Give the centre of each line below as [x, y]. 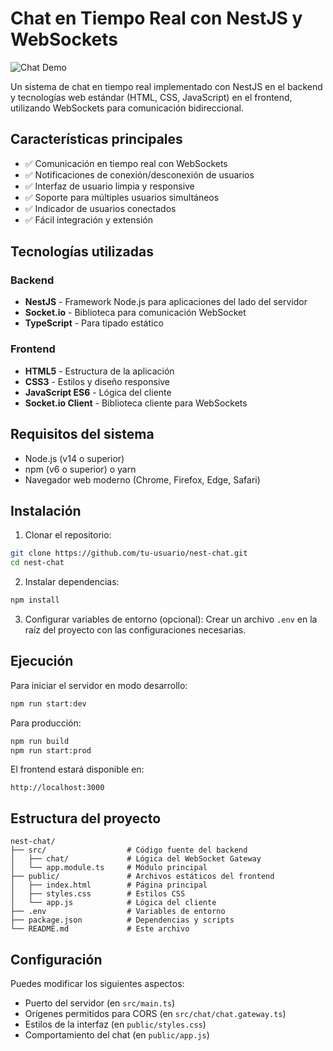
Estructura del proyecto [86, 818]
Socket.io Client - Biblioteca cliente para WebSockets [136, 403]
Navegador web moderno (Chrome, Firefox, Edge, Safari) [142, 479]
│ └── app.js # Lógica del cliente [113, 903]
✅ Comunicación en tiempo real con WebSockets [126, 163]
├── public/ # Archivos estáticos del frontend [142, 877]
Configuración [56, 959]
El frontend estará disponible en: [77, 769]
